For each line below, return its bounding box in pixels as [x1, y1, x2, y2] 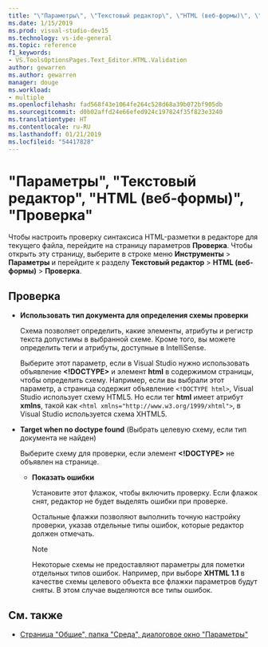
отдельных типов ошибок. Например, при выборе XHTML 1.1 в [31, 568, 245, 578]
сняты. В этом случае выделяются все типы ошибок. [31, 586, 213, 595]
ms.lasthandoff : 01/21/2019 [8, 130, 102, 138]
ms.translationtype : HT [8, 116, 88, 124]
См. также [8, 608, 64, 622]
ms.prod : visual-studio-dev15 [8, 26, 109, 34]
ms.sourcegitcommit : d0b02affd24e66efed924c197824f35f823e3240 [8, 108, 223, 116]
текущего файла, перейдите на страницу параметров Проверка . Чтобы [8, 241, 253, 251]
